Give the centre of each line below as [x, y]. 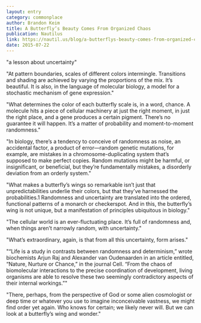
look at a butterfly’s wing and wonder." [54, 313]
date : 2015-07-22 [28, 45]
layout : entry [24, 12]
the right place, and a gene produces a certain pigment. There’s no [89, 117]
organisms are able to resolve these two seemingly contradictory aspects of [100, 276]
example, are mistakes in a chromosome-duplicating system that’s [88, 154]
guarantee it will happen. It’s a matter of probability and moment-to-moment [100, 123]
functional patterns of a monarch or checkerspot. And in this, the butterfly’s [99, 203]
